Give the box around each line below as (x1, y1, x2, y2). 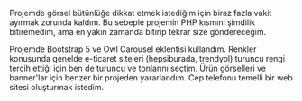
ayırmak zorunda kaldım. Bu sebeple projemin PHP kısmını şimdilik (9, 17, 255, 28)
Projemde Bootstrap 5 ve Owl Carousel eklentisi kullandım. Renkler (9, 44, 257, 55)
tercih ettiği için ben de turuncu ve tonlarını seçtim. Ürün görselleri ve (9, 63, 266, 73)
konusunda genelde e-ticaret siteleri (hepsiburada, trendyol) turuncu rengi (9, 54, 286, 63)
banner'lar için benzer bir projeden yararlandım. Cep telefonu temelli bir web (9, 72, 293, 83)
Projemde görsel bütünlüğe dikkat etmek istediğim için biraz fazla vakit (9, 8, 272, 18)
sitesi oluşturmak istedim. (9, 82, 105, 92)
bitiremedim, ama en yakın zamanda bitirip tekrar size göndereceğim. (9, 27, 267, 37)
